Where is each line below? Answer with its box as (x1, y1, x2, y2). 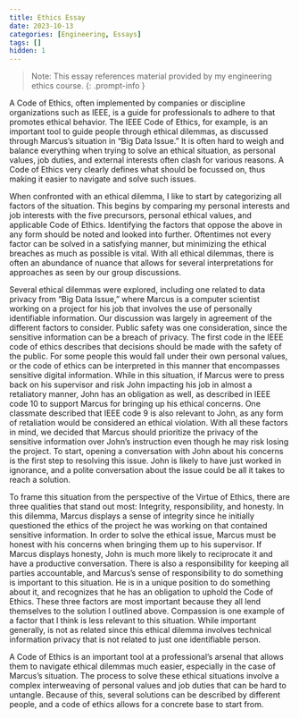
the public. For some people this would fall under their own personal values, (9, 351, 288, 362)
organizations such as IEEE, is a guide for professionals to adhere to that (9, 107, 276, 118)
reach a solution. (9, 475, 71, 486)
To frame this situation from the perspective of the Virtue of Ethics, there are (9, 492, 290, 503)
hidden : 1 (9, 46, 46, 55)
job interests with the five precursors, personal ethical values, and (9, 210, 253, 221)
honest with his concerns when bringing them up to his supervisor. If (9, 539, 262, 550)
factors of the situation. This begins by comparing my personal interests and (9, 200, 290, 211)
